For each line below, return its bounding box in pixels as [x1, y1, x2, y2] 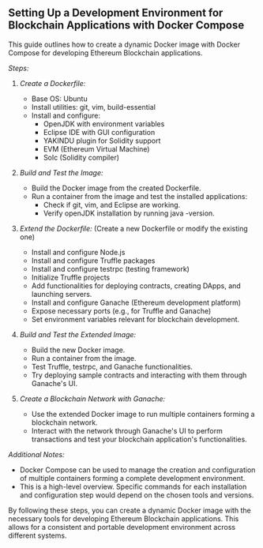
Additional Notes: [8, 449, 65, 459]
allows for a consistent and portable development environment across [8, 522, 235, 531]
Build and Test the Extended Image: [19, 329, 137, 339]
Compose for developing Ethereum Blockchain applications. [8, 47, 203, 58]
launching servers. [31, 289, 92, 298]
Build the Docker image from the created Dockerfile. [31, 183, 201, 193]
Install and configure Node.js [31, 247, 126, 257]
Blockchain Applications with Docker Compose [8, 19, 245, 32]
